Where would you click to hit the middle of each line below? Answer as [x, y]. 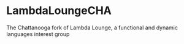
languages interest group [38, 34]
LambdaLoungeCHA [59, 11]
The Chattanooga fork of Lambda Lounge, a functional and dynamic [92, 28]
